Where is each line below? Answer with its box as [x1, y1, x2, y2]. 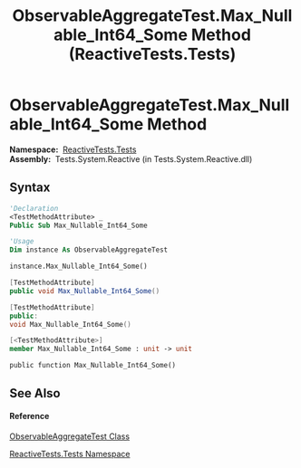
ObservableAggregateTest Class [9, 431, 130, 442]
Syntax [9, 180, 51, 196]
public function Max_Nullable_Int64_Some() [9, 361, 177, 370]
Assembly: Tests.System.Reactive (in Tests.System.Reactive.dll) [9, 153, 253, 164]
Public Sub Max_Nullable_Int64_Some [9, 221, 148, 230]
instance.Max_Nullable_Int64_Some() [9, 262, 148, 272]
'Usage [9, 237, 34, 246]
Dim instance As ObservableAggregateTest [9, 245, 169, 254]
